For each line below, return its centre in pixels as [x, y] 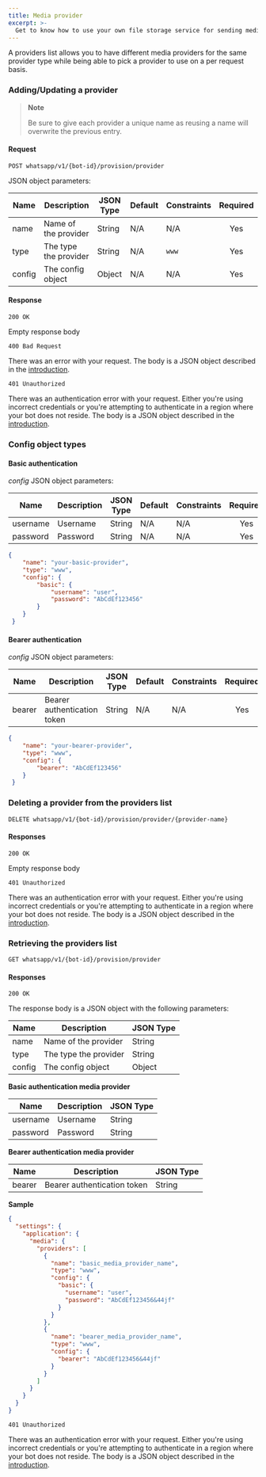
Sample [21, 1205]
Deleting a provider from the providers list [90, 803]
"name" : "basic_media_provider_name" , [114, 1263]
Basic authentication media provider [69, 1087]
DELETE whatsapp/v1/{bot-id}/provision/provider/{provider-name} [118, 819]
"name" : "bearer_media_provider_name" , [116, 1337]
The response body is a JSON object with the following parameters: [119, 1009]
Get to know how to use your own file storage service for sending [129, 30]
